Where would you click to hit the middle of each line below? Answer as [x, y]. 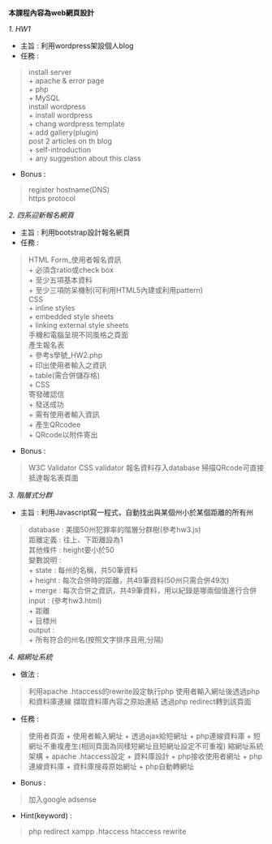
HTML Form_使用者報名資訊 [75, 260]
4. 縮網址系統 [30, 657]
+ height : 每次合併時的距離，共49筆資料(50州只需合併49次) [129, 580]
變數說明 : [45, 560]
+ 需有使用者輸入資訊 [64, 414]
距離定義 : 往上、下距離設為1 [76, 540]
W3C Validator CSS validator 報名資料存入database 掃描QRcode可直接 [146, 467]
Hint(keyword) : [46, 816]
